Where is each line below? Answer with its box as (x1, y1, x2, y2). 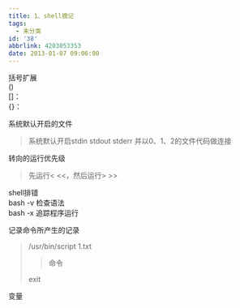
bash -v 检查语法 (8, 198, 65, 207)
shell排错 (8, 188, 39, 197)
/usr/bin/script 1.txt (28, 242, 92, 251)
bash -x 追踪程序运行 (8, 208, 79, 217)
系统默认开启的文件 (8, 119, 73, 128)
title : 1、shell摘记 (8, 11, 75, 20)
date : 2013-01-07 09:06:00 (8, 49, 100, 58)
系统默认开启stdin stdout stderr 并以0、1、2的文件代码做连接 (28, 136, 232, 146)
